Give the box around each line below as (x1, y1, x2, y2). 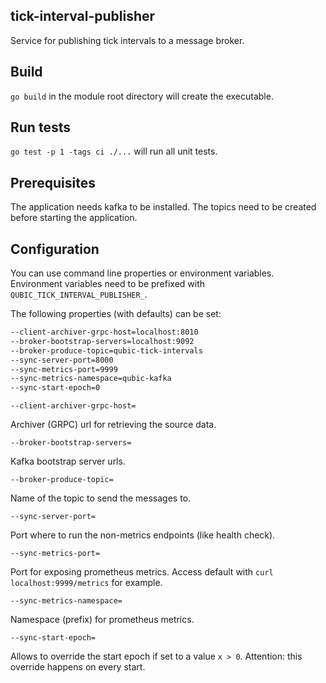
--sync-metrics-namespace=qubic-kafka (10, 374, 172, 384)
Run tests (10, 119, 71, 136)
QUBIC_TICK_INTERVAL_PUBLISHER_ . (10, 289, 148, 301)
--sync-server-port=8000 (10, 355, 114, 365)
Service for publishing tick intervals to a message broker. (10, 34, 245, 46)
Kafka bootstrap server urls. (10, 455, 126, 468)
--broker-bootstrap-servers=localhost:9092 (10, 336, 195, 346)
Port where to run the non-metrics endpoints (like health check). (10, 529, 276, 541)
